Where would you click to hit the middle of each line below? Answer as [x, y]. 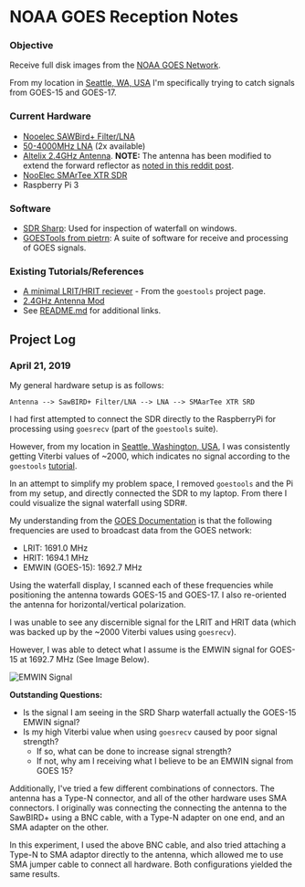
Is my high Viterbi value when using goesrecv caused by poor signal [150, 732]
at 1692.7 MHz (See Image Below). [84, 660]
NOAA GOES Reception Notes [124, 17]
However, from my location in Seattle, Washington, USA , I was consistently [150, 447]
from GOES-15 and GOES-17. [63, 92]
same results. [35, 874]
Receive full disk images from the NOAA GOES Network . [115, 65]
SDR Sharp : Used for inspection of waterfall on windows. [130, 228]
